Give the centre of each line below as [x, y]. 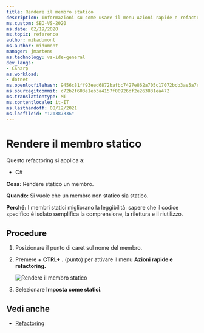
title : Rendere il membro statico [50, 12]
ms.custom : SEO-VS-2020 [36, 23]
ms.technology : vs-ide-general [46, 57]
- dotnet [17, 80]
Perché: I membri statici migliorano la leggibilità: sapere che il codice [93, 208]
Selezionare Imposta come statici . [58, 290]
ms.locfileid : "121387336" [40, 114]
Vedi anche [28, 308]
